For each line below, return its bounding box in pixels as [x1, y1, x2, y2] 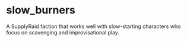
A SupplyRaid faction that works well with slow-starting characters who [6, 23, 181, 30]
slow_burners [6, 3, 76, 17]
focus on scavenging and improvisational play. [6, 29, 120, 36]
